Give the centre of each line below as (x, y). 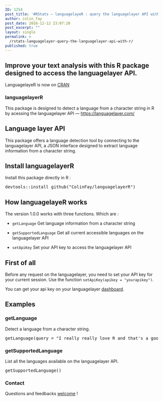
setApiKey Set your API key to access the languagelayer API (72, 248)
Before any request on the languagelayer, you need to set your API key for (79, 274)
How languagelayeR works (46, 202)
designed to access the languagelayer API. (71, 73)
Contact (15, 383)
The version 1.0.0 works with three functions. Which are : (62, 214)
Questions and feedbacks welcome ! (41, 394)
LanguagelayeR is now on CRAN (37, 85)
